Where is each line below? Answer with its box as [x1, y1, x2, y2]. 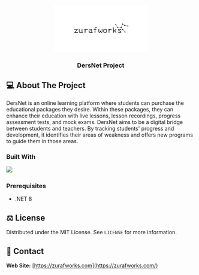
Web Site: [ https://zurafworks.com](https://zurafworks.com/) [6, 262, 158, 269]
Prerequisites [6, 182, 46, 190]
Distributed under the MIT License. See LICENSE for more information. [6, 229, 177, 236]
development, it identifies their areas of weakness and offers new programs [6, 131, 194, 138]
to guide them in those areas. [6, 137, 79, 144]
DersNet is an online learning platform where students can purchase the [6, 99, 184, 107]
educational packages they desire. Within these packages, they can [6, 105, 174, 113]
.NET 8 [14, 195, 32, 203]
